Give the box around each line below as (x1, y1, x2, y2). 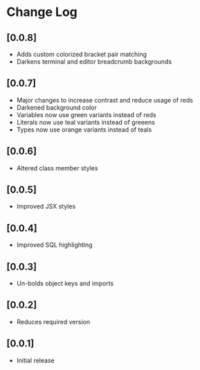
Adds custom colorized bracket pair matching (16, 50, 147, 58)
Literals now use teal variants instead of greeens (16, 118, 155, 126)
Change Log (6, 4, 78, 20)
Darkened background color (16, 103, 98, 112)
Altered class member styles (16, 164, 98, 172)
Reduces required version (16, 317, 91, 326)
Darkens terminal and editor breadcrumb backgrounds (16, 58, 172, 66)
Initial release (16, 356, 55, 364)
